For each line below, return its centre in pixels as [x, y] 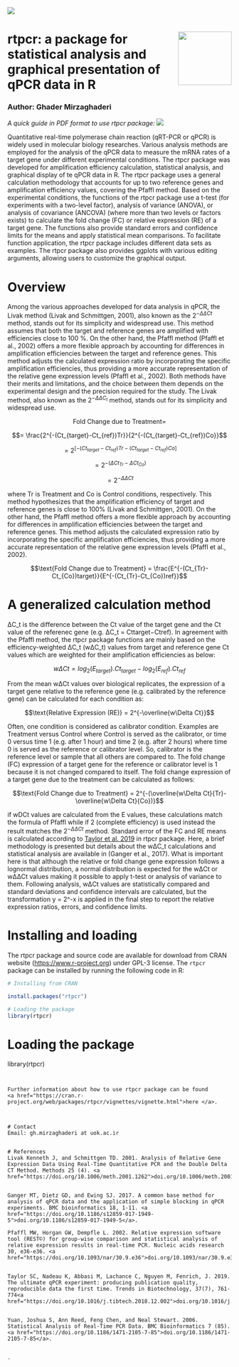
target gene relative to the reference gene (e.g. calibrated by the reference [117, 692]
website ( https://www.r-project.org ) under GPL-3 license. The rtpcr [107, 963]
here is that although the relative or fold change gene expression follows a [116, 861]
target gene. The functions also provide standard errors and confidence [113, 228]
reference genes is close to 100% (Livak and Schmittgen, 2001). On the [112, 509]
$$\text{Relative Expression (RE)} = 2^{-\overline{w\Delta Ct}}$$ [119, 713]
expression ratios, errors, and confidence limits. [77, 907]
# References [27, 1152]
